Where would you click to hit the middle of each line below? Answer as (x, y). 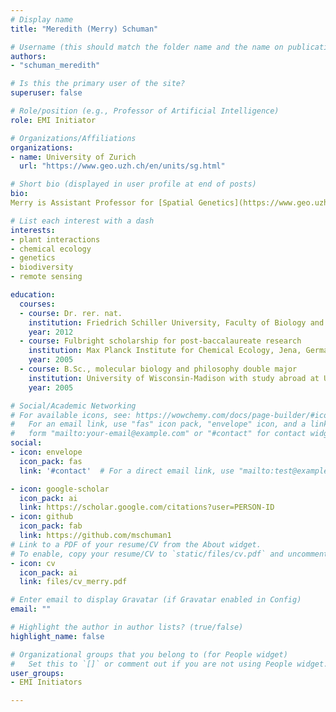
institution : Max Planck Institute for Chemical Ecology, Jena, (165, 351)
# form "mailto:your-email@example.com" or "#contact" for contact (158, 434)
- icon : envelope (46, 452)
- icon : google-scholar (60, 489)
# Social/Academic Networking (73, 406)
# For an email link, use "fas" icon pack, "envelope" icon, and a (158, 424)
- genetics (33, 258)
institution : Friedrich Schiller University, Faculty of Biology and (176, 322)
